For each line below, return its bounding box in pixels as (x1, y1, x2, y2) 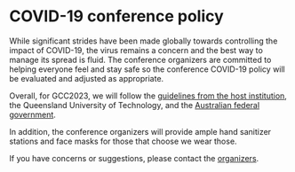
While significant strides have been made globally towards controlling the (9, 35, 278, 46)
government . (9, 109, 56, 120)
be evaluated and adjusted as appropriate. (9, 73, 164, 83)
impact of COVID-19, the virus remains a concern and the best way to (9, 44, 264, 55)
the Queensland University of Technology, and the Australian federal (9, 99, 260, 110)
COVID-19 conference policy (9, 6, 224, 27)
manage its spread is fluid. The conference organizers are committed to (9, 54, 272, 65)
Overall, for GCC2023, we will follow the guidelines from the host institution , (9, 90, 287, 101)
